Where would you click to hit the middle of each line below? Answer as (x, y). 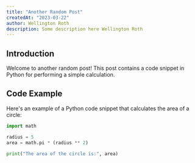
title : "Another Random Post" (45, 12)
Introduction (30, 53)
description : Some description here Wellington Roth (75, 29)
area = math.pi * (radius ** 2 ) (47, 143)
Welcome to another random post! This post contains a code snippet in (95, 68)
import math (21, 126)
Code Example (34, 94)
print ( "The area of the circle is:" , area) (62, 154)
